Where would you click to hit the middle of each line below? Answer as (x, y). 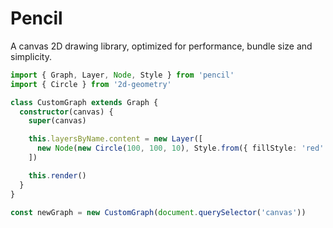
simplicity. (31, 56)
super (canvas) (57, 121)
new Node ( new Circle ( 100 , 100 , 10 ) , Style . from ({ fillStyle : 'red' (180, 148)
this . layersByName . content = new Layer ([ (115, 139)
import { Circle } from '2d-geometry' (91, 84)
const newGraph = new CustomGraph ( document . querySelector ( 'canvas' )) (158, 212)
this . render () (57, 175)
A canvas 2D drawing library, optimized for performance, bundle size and (161, 46)
